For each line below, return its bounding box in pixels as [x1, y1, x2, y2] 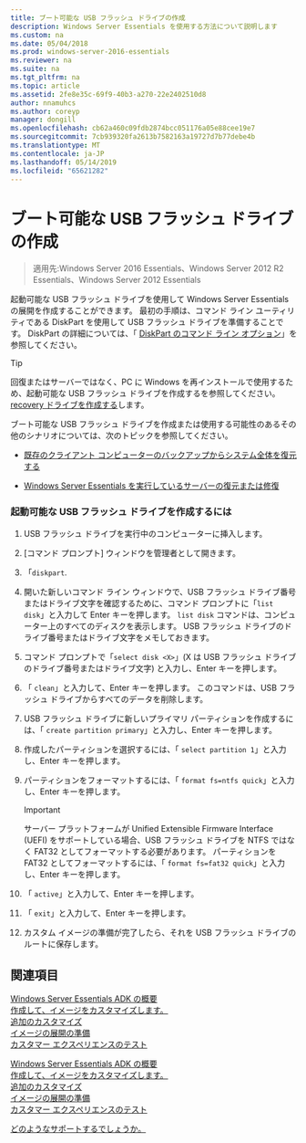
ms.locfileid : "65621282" [10, 166, 108, 175]
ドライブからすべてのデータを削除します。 [49, 693, 209, 704]
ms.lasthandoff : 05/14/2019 [10, 157, 117, 167]
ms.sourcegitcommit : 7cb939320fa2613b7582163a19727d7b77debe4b [10, 132, 256, 142]
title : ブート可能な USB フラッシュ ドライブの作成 [10, 13, 186, 23]
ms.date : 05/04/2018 [10, 38, 89, 48]
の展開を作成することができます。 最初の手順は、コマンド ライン [10, 305, 254, 316]
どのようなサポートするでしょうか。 [10, 1124, 147, 1135]
